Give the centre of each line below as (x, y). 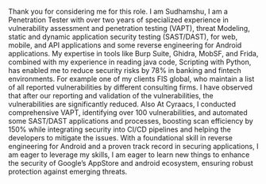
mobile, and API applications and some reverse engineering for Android (125, 45)
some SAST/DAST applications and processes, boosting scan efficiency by (131, 121)
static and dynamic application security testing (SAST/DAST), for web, (123, 36)
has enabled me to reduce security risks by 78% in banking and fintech (125, 70)
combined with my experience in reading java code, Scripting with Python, (130, 62)
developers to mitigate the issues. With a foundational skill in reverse (120, 138)
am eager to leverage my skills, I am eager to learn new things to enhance (129, 155)
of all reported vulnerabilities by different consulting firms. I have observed (130, 87)
